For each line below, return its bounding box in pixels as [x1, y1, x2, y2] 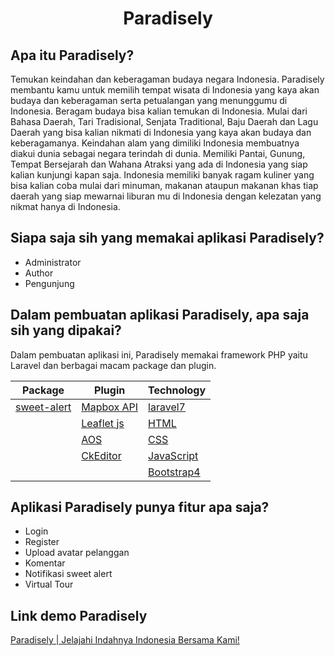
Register [24, 536, 60, 548]
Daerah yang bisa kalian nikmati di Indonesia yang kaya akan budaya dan [10, 127, 312, 138]
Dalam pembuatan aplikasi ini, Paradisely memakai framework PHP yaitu [10, 348, 308, 361]
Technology [148, 383, 207, 397]
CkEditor [81, 448, 122, 462]
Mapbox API [81, 400, 139, 414]
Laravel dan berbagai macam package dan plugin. [10, 359, 217, 371]
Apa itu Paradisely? [10, 47, 135, 64]
